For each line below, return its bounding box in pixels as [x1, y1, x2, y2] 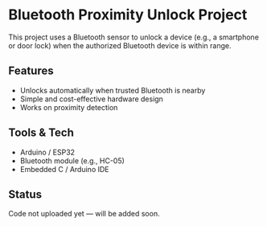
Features [8, 64, 54, 78]
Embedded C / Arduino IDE [19, 164, 109, 174]
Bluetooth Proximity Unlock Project [8, 6, 248, 24]
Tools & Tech [8, 126, 74, 140]
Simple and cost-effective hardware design [19, 94, 163, 104]
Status [8, 187, 43, 201]
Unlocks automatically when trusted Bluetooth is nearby [19, 85, 206, 95]
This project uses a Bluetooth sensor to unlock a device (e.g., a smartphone [8, 32, 260, 42]
